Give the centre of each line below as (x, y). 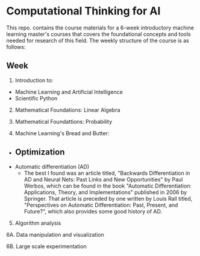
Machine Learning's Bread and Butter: (62, 133)
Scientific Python (36, 98)
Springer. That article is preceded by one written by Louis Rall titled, (108, 198)
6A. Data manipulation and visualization (55, 234)
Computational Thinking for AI (83, 11)
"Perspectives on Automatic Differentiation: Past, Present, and (101, 205)
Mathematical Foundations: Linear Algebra (67, 110)
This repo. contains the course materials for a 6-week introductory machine (100, 28)
